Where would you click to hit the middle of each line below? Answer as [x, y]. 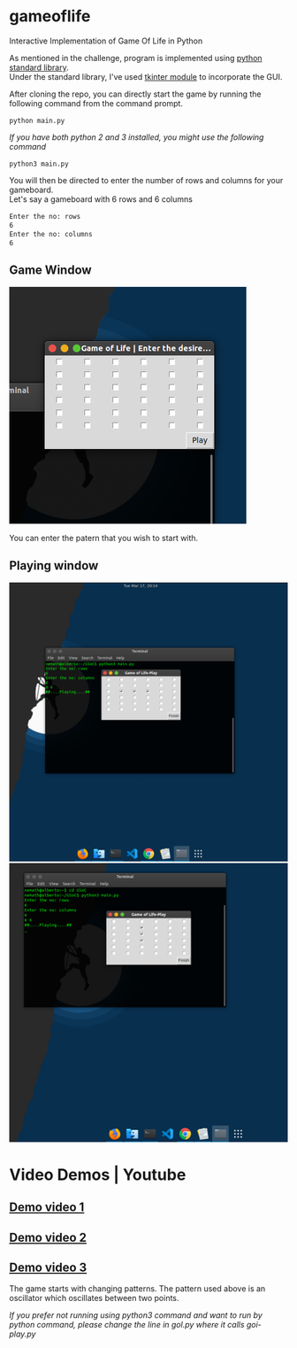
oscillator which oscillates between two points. [94, 1298]
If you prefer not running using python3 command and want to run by [136, 1315]
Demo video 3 [48, 1267]
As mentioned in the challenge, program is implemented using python [136, 58]
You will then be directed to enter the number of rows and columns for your [146, 180]
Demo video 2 [48, 1237]
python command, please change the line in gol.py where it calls [127, 1325]
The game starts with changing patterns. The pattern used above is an [137, 1289]
